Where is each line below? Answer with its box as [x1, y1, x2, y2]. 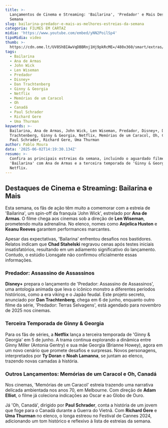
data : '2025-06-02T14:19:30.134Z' [5, 147, 77, 152]
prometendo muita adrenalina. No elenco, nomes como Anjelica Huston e [5, 221, 157, 227]
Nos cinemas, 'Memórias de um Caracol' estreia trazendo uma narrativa [5, 382, 153, 388]
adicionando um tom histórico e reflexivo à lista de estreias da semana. [5, 418, 151, 424]
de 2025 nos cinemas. [5, 307, 51, 313]
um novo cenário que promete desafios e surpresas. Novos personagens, [5, 347, 157, 353]
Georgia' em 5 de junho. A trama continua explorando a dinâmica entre [5, 336, 151, 342]
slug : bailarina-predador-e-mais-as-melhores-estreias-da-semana [5, 21, 144, 26]
